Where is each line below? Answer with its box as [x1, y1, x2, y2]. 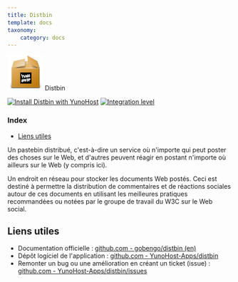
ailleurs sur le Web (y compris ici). [7, 160, 108, 169]
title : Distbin [7, 11, 53, 19]
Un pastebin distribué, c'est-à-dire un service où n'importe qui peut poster [7, 145, 227, 154]
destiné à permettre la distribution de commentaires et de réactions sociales [7, 182, 232, 190]
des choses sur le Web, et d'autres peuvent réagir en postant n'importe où [7, 153, 227, 162]
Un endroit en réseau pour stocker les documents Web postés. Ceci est [7, 174, 217, 183]
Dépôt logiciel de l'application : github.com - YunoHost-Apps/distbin [17, 251, 219, 260]
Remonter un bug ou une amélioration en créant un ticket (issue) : [17, 259, 211, 268]
